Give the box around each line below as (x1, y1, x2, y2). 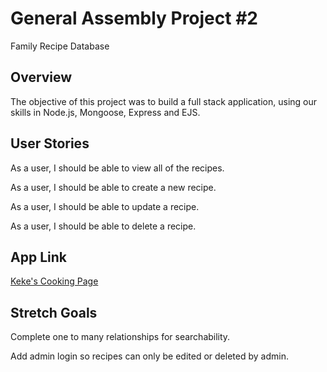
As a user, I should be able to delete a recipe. (10, 220, 197, 232)
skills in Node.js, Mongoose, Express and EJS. (10, 106, 201, 118)
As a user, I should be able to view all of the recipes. (10, 162, 225, 174)
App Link (10, 248, 67, 266)
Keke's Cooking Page (10, 275, 99, 287)
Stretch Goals (10, 304, 98, 321)
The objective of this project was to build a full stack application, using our (10, 95, 318, 107)
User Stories (10, 135, 90, 152)
